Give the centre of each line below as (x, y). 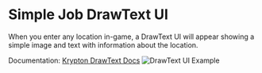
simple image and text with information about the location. (103, 44)
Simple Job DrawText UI (89, 15)
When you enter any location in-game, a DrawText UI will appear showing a (131, 36)
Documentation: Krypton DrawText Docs (74, 60)
